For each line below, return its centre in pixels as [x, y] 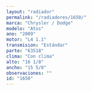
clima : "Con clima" [30, 56]
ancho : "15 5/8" [26, 67]
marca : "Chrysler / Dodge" [40, 23]
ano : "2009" [21, 34]
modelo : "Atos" [25, 28]
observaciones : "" [29, 73]
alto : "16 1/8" [25, 62]
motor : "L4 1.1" [26, 40]
